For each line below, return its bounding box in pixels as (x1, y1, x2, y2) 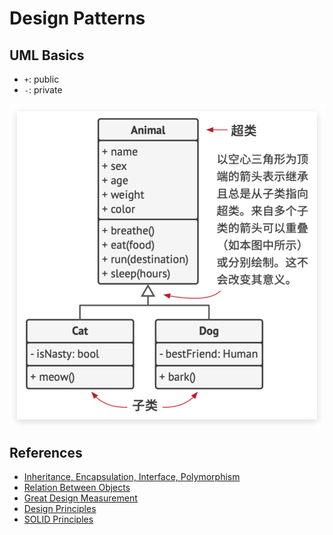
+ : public (23, 73, 60, 85)
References (9, 444, 83, 461)
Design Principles (23, 503, 97, 515)
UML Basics (9, 47, 85, 64)
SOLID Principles (23, 513, 94, 526)
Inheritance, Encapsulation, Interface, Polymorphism (23, 471, 241, 483)
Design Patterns (9, 7, 146, 30)
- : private (23, 84, 63, 96)
